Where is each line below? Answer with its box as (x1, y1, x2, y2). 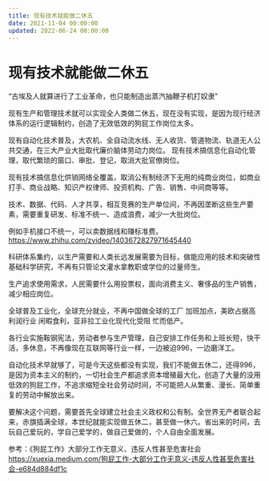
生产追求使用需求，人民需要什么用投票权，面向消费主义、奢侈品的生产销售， (8, 279, 261, 289)
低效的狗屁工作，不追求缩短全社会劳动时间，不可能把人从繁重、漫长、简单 (8, 380, 254, 390)
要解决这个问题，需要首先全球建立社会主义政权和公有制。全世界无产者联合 (8, 407, 254, 417)
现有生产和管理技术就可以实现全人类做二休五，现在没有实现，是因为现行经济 (8, 109, 261, 118)
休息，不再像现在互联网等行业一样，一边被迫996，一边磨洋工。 (29, 343, 239, 353)
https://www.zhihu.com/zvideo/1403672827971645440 (8, 235, 192, 245)
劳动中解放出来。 (22, 390, 78, 400)
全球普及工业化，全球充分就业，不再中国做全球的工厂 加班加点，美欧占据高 (8, 306, 256, 316)
